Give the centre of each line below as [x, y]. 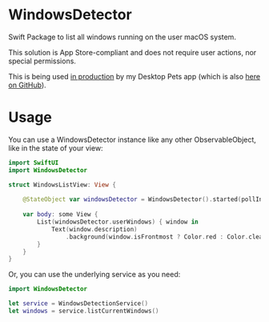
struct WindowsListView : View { [62, 185]
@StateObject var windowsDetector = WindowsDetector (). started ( [132, 199]
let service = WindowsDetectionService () [78, 304]
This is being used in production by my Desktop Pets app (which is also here [134, 76]
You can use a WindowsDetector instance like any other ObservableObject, [132, 139]
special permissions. [42, 61]
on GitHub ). [27, 85]
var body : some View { [60, 215]
